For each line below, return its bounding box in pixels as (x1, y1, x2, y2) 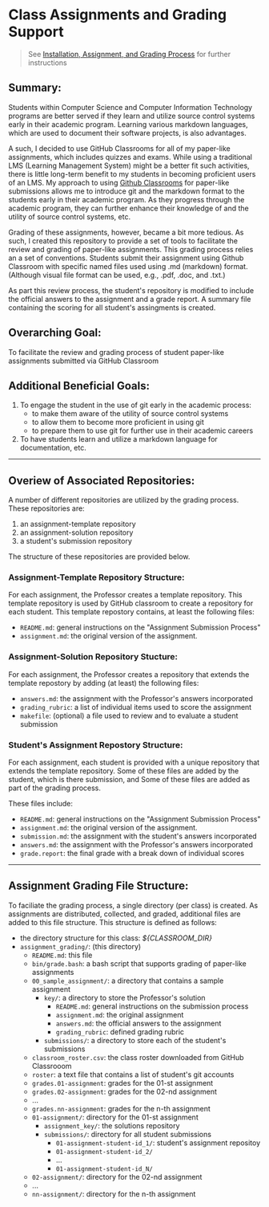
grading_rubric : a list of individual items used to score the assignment (19, 702, 252, 712)
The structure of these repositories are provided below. (8, 552, 191, 561)
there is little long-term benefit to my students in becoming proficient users (8, 169, 256, 178)
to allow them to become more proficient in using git (31, 418, 204, 427)
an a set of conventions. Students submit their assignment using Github (8, 253, 244, 263)
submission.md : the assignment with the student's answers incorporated (19, 831, 258, 841)
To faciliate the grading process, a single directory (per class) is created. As (8, 900, 259, 910)
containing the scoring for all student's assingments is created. (8, 303, 216, 312)
